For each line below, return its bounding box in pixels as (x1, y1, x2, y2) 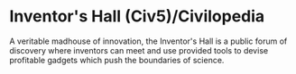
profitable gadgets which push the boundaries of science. (9, 54, 225, 65)
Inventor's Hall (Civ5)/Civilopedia (9, 6, 265, 27)
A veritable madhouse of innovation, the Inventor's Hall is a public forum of (9, 36, 288, 46)
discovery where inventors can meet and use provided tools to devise (9, 45, 269, 55)
